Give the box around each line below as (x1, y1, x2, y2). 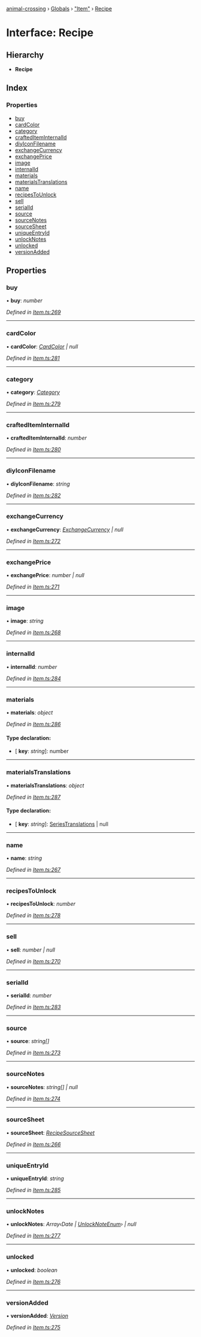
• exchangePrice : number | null (6, 572, 85, 579)
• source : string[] (6, 1038, 50, 1045)
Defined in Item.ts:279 (6, 400, 61, 407)
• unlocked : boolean (6, 1266, 58, 1274)
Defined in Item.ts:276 (6, 1278, 61, 1285)
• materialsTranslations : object (6, 781, 85, 789)
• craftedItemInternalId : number (6, 434, 87, 442)
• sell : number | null (6, 946, 56, 953)
